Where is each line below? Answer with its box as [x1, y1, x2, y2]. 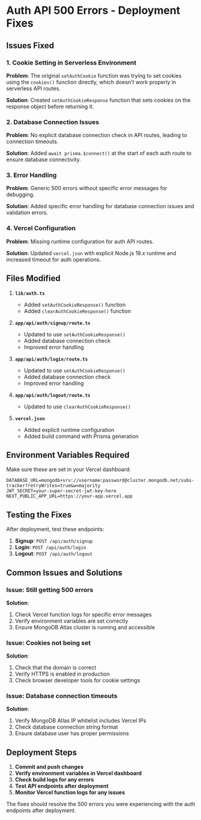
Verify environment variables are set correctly [14, 617, 128, 624]
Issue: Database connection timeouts [6, 692, 118, 700]
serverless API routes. [6, 85, 61, 92]
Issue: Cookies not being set [6, 638, 91, 647]
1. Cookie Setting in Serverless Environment [6, 58, 137, 67]
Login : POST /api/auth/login [14, 544, 86, 551]
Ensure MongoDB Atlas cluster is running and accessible [14, 623, 155, 630]
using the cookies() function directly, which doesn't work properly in [6, 78, 176, 85]
